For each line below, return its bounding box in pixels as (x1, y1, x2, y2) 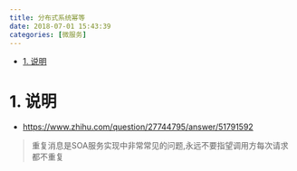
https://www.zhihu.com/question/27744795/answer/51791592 (22, 121, 254, 132)
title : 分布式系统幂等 (9, 13, 86, 23)
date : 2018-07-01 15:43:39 (9, 22, 111, 31)
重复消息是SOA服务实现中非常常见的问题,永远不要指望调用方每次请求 (31, 140, 289, 151)
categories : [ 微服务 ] (9, 30, 87, 39)
